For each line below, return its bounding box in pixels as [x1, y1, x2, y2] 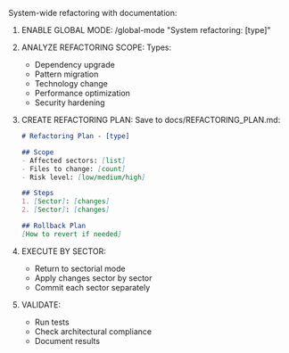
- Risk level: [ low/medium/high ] [21, 173, 146, 182]
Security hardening [34, 97, 105, 108]
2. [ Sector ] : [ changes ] [21, 205, 111, 215]
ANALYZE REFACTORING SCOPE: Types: [21, 42, 172, 53]
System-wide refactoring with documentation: [8, 8, 178, 18]
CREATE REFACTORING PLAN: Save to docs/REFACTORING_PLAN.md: [21, 115, 281, 125]
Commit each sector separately [34, 282, 151, 292]
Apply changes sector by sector [34, 272, 153, 283]
